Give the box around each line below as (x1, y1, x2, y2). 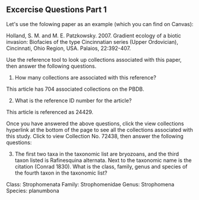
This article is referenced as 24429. (6, 108, 94, 115)
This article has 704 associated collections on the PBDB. (6, 85, 144, 93)
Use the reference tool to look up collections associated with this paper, (6, 56, 182, 63)
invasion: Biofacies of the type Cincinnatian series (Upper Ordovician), (6, 38, 179, 45)
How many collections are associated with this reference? (14, 74, 156, 81)
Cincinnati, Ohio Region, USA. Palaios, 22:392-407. (6, 45, 131, 52)
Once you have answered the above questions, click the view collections (6, 120, 184, 127)
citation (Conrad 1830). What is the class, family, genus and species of (14, 163, 188, 170)
